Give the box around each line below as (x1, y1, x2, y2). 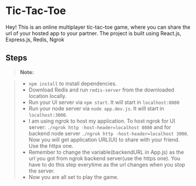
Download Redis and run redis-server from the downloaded (28, 86, 174, 93)
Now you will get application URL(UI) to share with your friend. (28, 136, 180, 143)
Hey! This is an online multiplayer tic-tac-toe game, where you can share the (5, 23, 191, 31)
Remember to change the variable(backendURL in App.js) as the (28, 148, 184, 155)
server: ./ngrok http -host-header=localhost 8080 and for (28, 123, 171, 130)
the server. (28, 167, 55, 174)
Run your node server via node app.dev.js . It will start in (28, 104, 164, 112)
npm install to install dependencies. (28, 80, 117, 87)
